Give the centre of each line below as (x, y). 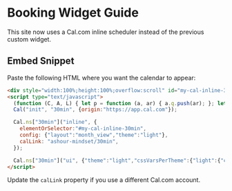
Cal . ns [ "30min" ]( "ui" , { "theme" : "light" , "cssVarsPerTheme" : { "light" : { (117, 161)
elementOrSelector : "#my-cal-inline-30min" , (83, 129)
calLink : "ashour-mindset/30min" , (69, 141)
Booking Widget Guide (73, 13)
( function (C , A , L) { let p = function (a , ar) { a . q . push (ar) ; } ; (114, 103)
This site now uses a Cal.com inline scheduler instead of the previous (106, 32)
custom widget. (29, 39)
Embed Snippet (41, 61)
